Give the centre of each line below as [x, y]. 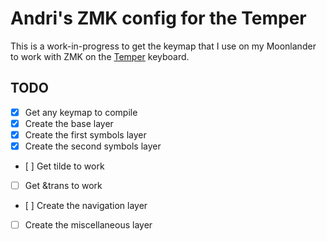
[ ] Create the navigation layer [86, 206]
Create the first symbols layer [85, 134]
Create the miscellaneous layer [88, 225]
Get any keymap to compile [81, 112]
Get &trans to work [63, 185]
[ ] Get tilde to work [64, 166]
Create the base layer [69, 123]
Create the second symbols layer [93, 146]
